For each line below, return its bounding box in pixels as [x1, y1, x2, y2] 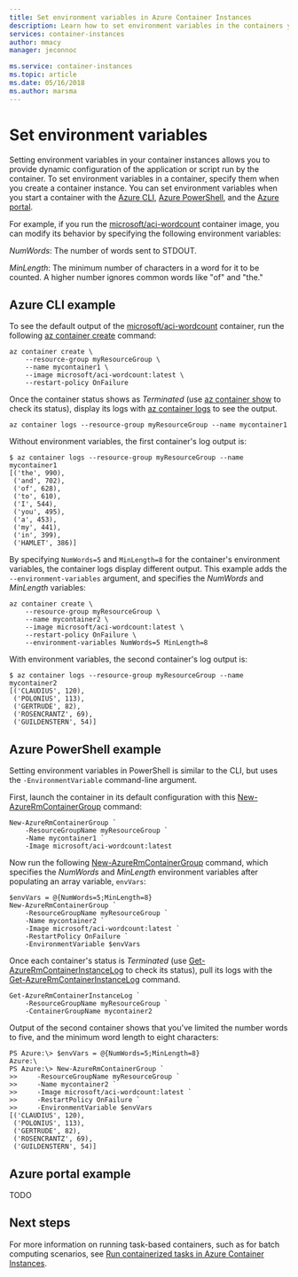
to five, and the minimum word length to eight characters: [9, 1032, 219, 1043]
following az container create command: [9, 330, 157, 341]
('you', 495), [12, 507, 66, 517]
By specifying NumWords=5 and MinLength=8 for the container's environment [9, 554, 281, 565]
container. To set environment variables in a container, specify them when [9, 173, 279, 184]
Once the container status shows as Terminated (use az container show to [9, 394, 281, 404]
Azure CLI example [9, 297, 116, 312]
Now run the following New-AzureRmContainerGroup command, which [9, 858, 269, 868]
